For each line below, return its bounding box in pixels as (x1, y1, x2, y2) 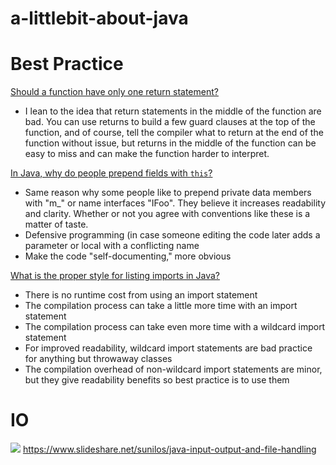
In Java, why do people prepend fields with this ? (10, 167, 213, 179)
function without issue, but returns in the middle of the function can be (24, 137, 317, 149)
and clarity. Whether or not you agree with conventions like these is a (24, 208, 311, 220)
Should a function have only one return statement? (10, 86, 219, 98)
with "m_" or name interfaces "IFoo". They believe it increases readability (24, 197, 327, 209)
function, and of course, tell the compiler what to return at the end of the (24, 127, 324, 139)
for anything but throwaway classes (24, 353, 173, 365)
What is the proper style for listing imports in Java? (10, 270, 221, 282)
